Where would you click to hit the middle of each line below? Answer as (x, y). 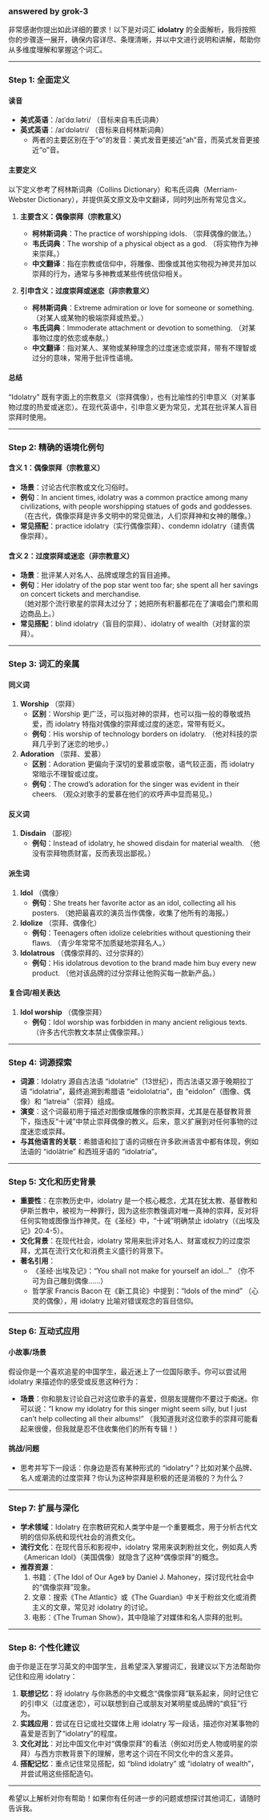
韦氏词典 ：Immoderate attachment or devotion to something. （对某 (144, 327)
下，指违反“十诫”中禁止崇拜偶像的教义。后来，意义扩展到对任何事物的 (135, 1121)
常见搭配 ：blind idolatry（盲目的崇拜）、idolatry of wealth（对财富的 (132, 624)
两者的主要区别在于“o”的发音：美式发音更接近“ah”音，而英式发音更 (143, 140)
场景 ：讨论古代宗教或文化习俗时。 (76, 487)
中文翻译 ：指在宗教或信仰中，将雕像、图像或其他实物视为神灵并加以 (144, 263)
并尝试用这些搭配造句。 (58, 1773)
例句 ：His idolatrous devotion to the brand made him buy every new (144, 963)
